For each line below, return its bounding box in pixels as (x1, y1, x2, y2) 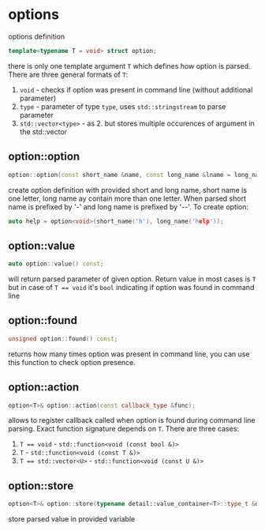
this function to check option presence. (8, 357, 136, 367)
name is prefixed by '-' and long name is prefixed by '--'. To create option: (8, 201, 249, 211)
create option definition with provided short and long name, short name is (8, 185, 247, 194)
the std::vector (19, 126, 68, 136)
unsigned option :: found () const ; (8, 334, 118, 343)
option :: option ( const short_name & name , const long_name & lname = (8, 171, 231, 179)
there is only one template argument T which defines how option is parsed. (8, 61, 251, 70)
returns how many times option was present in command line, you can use (8, 349, 250, 359)
